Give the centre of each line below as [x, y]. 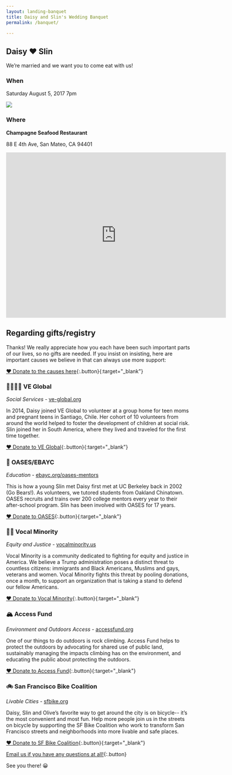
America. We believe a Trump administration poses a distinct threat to [90, 562]
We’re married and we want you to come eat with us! [70, 66]
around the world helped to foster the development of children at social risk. [98, 423]
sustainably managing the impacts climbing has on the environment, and [93, 653]
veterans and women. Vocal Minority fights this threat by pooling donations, [98, 574]
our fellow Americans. [33, 587]
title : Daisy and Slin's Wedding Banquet [57, 17]
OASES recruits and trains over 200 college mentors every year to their [92, 499]
